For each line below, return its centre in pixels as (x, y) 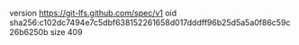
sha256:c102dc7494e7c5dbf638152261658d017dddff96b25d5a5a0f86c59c (150, 22)
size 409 (66, 32)
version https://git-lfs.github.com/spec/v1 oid (93, 13)
